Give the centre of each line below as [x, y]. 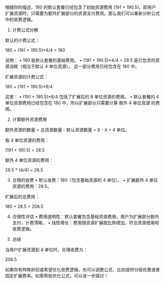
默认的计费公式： [22, 40]
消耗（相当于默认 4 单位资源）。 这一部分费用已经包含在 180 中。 [74, 66]
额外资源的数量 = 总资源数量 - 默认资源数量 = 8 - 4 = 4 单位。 [67, 130]
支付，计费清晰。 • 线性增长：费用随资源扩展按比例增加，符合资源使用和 [86, 223]
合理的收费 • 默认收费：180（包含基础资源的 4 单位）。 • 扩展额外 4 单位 [85, 180]
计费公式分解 [25, 30]
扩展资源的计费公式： [27, 77]
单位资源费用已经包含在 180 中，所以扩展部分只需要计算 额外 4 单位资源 [78, 103]
